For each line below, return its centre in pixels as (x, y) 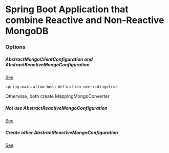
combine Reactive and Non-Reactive (85, 20)
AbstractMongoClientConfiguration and (49, 59)
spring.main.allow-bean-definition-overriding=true (61, 87)
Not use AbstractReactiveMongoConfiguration (56, 108)
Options (15, 47)
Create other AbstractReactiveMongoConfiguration (62, 132)
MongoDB (27, 31)
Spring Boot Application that (67, 9)
